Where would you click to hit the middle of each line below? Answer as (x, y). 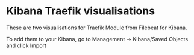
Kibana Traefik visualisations (81, 11)
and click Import (27, 45)
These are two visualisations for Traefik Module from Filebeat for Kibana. (97, 27)
